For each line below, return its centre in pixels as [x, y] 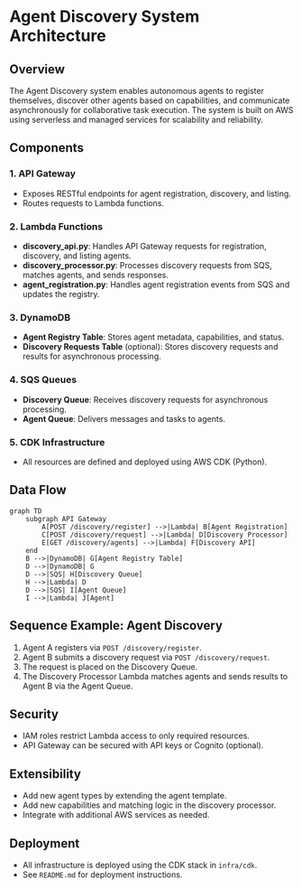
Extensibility [45, 774]
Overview [37, 69]
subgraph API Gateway [66, 519]
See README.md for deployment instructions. [102, 875]
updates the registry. [61, 294]
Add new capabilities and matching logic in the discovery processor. [149, 805]
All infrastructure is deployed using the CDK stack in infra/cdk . [140, 865]
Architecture [58, 36]
